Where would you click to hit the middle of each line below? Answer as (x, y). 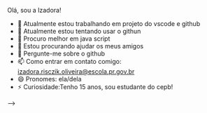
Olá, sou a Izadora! (34, 10)
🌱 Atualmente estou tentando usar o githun (79, 31)
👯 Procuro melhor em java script (64, 39)
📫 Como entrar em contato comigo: (69, 61)
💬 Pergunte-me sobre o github (61, 53)
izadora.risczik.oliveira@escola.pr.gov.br (76, 72)
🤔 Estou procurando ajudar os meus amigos (80, 46)
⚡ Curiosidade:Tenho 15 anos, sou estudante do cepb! (95, 87)
